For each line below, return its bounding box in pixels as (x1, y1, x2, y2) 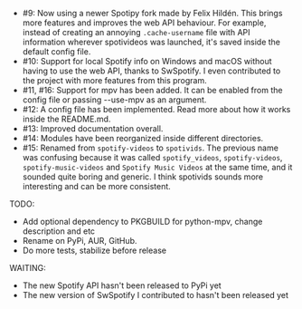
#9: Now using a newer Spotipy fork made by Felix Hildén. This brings (22, 8, 283, 18)
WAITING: (9, 263, 47, 273)
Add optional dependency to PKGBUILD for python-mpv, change (22, 217, 263, 227)
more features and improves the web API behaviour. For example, (22, 17, 267, 28)
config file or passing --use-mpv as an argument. (22, 94, 207, 105)
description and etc (22, 226, 96, 237)
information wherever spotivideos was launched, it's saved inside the (22, 36, 281, 47)
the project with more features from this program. (22, 75, 207, 85)
